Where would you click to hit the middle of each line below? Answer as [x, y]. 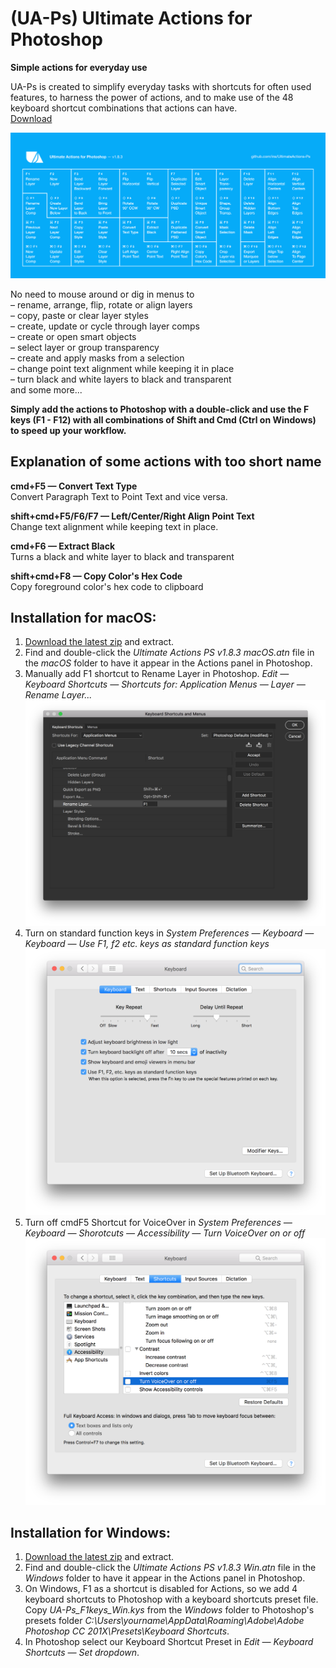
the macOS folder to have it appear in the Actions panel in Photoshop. [168, 663]
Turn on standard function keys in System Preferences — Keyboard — [169, 933]
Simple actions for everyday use [79, 67]
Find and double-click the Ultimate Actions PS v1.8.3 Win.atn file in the [170, 1568]
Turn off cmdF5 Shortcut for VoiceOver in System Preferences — [158, 1223]
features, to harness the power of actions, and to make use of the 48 [152, 97]
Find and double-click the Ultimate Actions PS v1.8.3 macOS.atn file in [169, 653]
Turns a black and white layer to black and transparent [122, 556]
